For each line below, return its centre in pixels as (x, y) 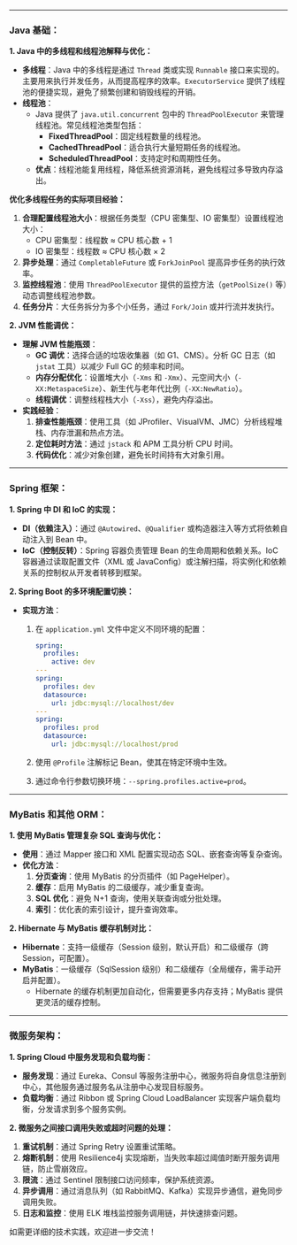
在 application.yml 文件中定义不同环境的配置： (121, 628)
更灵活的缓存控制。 (70, 1003)
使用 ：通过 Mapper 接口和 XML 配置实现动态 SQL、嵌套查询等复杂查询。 (154, 854)
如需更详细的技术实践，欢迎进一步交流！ (83, 1232)
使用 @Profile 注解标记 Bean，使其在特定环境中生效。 (133, 762)
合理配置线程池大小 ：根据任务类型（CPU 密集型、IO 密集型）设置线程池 (152, 219)
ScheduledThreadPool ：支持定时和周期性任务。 (137, 158)
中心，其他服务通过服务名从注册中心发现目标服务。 (115, 1087)
